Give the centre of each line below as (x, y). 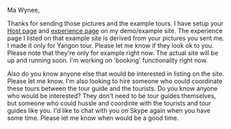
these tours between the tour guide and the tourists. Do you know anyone (112, 88)
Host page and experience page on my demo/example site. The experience (115, 31)
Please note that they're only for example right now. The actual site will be (113, 53)
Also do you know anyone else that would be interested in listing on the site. (115, 74)
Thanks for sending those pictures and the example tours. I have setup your (115, 23)
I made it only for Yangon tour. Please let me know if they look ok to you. (110, 45)
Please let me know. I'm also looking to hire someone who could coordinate (115, 81)
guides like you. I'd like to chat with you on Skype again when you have (109, 111)
